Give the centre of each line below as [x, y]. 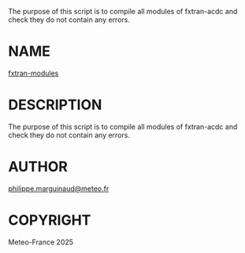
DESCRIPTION [55, 105]
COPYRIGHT [50, 220]
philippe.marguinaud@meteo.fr [59, 189]
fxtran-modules [33, 73]
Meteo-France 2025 [41, 242]
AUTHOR [38, 167]
